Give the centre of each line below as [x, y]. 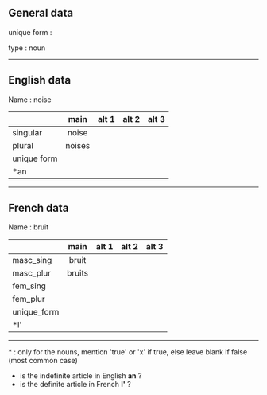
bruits [78, 273]
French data [39, 208]
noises [78, 145]
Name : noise [30, 100]
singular [27, 132]
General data [41, 13]
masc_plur [32, 273]
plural [23, 145]
